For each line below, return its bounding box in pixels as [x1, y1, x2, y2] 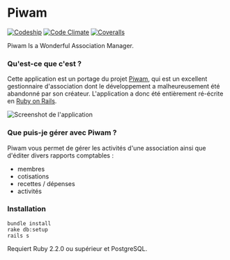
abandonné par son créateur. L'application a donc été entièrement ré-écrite [7, 89, 224, 98]
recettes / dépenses [17, 179, 75, 188]
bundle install [7, 220, 52, 227]
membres [17, 165, 45, 173]
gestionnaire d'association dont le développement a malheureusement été [7, 82, 220, 91]
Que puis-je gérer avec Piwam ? [7, 128, 117, 137]
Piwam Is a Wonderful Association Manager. [7, 41, 134, 49]
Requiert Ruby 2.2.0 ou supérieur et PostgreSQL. [7, 244, 148, 252]
